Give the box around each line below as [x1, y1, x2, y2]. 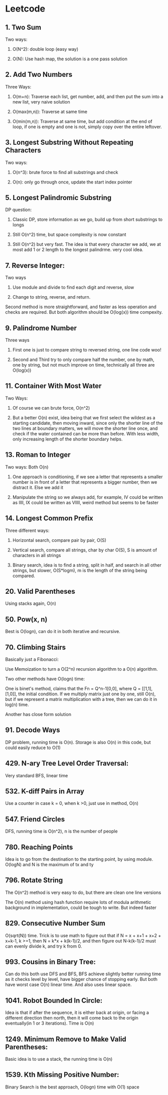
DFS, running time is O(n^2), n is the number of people [5, 828, 118, 835]
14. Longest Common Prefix [5, 514, 94, 523]
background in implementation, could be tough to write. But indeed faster [5, 904, 157, 910]
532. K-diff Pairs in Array [5, 787, 84, 795]
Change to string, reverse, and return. [12, 294, 91, 300]
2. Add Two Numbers [5, 70, 73, 79]
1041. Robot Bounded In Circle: [5, 996, 103, 1005]
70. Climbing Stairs [5, 643, 66, 652]
